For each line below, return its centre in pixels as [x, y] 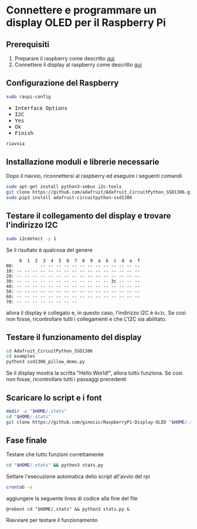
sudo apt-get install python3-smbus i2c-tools [64, 187]
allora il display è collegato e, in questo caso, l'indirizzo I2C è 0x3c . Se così [96, 312]
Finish [24, 133]
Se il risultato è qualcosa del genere [49, 250]
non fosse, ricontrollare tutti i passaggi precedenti [66, 379]
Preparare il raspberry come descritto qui [64, 58]
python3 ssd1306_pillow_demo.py [45, 362]
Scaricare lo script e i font [54, 398]
